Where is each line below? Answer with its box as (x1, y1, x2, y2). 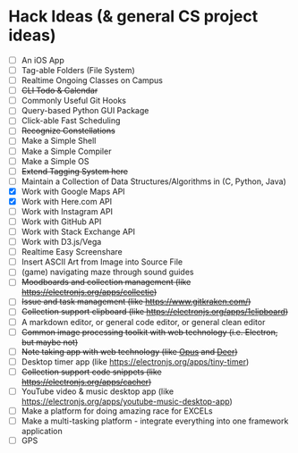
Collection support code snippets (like (21, 366, 162, 377)
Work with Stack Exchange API (21, 226, 136, 237)
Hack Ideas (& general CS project (8, 6, 259, 27)
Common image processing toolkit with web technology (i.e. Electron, (21, 326, 278, 337)
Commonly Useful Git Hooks (21, 96, 127, 106)
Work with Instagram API (21, 206, 114, 216)
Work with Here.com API (21, 196, 113, 206)
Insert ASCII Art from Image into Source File (21, 256, 183, 267)
